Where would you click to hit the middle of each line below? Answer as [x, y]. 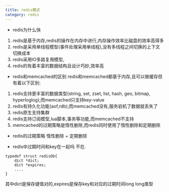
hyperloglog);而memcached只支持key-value [59, 100]
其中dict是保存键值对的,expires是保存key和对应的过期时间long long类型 [79, 184]
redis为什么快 [27, 30]
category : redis [22, 15]
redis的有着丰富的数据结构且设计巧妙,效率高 [58, 66]
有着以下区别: [26, 83]
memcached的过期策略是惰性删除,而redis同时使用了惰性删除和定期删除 [87, 125]
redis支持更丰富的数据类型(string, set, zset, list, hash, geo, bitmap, [81, 93]
